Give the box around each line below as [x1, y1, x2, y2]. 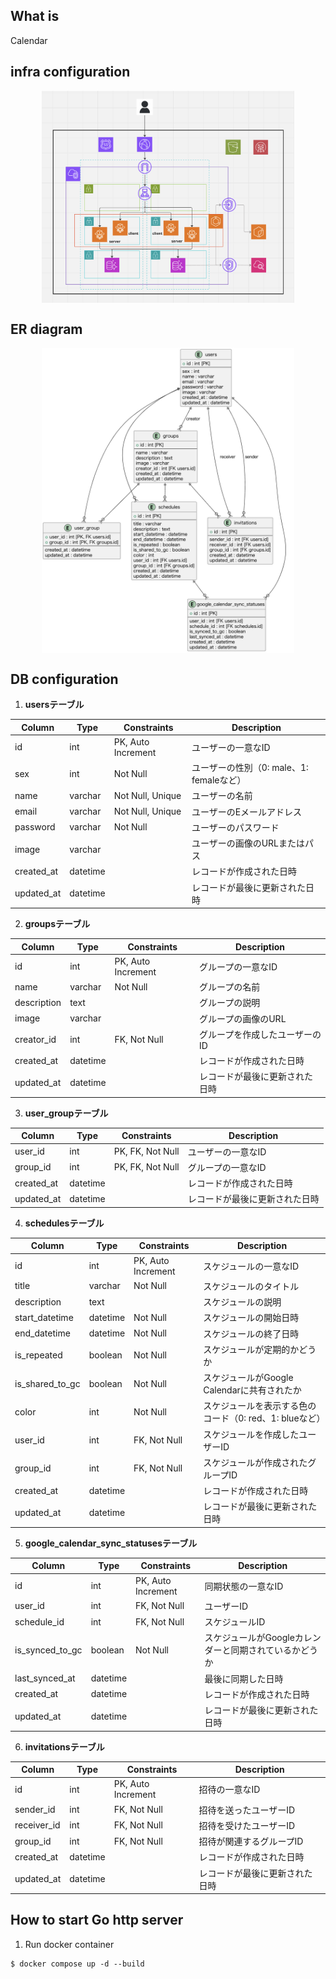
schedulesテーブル [24, 1217, 105, 1229]
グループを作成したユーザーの [199, 1028, 322, 1040]
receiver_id [14, 1819, 61, 1831]
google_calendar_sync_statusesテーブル [24, 1537, 198, 1549]
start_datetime [14, 1311, 74, 1323]
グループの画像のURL [199, 1012, 287, 1024]
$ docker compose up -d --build [10, 1959, 145, 1969]
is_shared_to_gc [14, 1377, 81, 1389]
